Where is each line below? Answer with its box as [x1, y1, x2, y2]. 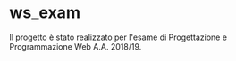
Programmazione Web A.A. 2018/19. [9, 41, 142, 51]
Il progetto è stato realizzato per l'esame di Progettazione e [9, 32, 228, 42]
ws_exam [9, 3, 80, 23]
